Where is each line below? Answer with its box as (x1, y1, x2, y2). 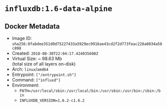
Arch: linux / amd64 (11, 66, 48, 72)
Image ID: (11, 35, 32, 41)
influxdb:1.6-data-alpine (4, 4, 112, 13)
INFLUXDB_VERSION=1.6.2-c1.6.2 (19, 98, 85, 103)
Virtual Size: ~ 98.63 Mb (11, 55, 62, 61)
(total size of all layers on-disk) (11, 61, 76, 66)
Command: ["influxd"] (11, 77, 61, 82)
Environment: (11, 82, 39, 88)
